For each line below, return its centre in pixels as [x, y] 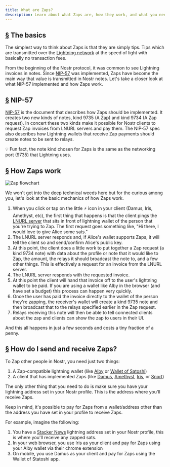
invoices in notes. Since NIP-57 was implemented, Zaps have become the [82, 74]
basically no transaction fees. [36, 58]
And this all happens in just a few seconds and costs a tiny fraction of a [79, 328]
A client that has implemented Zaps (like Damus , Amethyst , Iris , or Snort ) [88, 376]
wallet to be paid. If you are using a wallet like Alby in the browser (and [86, 285]
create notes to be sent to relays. [40, 139]
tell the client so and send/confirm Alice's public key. [68, 242]
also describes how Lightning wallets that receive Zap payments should [80, 134]
